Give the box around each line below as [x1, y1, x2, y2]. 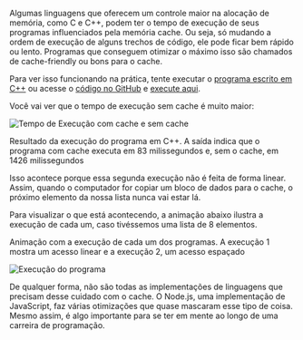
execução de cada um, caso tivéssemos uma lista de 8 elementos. [9, 219, 258, 229]
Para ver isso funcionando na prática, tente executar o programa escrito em [9, 73, 293, 84]
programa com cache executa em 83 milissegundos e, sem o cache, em [9, 145, 279, 156]
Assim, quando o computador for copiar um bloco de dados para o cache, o [9, 182, 293, 193]
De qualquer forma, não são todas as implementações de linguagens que [9, 281, 283, 292]
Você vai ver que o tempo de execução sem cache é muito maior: [9, 101, 255, 112]
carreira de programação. [9, 320, 106, 330]
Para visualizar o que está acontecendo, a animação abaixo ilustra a [9, 209, 264, 220]
